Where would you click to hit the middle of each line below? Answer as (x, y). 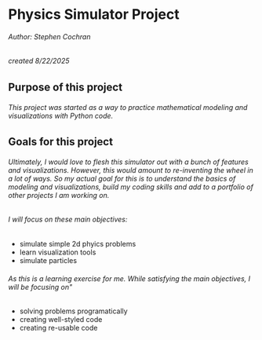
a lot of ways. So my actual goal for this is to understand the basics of (122, 178)
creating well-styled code (61, 320)
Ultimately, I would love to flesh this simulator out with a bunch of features (128, 162)
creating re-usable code (58, 328)
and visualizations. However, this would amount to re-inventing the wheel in (131, 170)
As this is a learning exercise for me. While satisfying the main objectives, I (129, 278)
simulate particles (48, 261)
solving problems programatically (73, 311)
